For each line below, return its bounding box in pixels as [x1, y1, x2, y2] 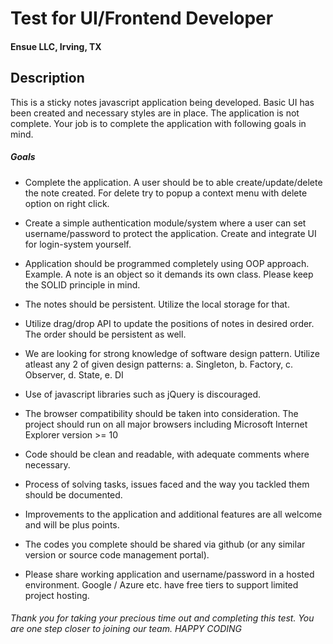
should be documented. [24, 488, 123, 501]
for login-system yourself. [24, 238, 132, 250]
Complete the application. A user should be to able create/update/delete [24, 176, 323, 188]
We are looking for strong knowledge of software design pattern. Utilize [24, 347, 320, 359]
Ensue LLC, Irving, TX [10, 40, 102, 52]
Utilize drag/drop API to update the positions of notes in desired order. [24, 317, 315, 329]
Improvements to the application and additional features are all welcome [24, 508, 323, 520]
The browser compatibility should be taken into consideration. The [24, 407, 299, 419]
